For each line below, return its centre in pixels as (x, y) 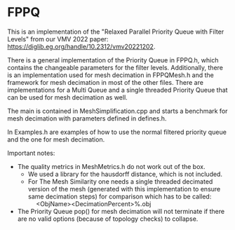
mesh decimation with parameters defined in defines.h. (87, 118)
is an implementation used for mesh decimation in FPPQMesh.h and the (110, 75)
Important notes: (31, 153)
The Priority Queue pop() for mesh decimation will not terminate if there (121, 211)
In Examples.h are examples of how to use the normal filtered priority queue (117, 132)
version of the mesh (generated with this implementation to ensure (124, 189)
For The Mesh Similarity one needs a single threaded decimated (120, 181)
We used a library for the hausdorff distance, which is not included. (125, 174)
